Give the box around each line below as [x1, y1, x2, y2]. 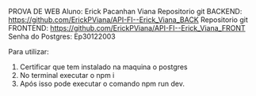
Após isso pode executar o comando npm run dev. [19, 79, 185, 88]
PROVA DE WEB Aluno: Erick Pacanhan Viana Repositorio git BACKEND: [8, 7, 243, 16]
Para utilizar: [8, 47, 49, 56]
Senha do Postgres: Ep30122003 [8, 31, 117, 41]
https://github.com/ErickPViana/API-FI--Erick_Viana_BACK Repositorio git [8, 15, 248, 24]
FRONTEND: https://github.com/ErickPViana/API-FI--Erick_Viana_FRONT [8, 24, 246, 32]
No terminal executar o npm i [19, 71, 115, 79]
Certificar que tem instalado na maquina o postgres [19, 62, 188, 72]
